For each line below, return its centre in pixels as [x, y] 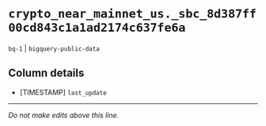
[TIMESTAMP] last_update [63, 92]
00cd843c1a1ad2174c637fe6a [97, 28]
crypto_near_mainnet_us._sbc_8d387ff [133, 14]
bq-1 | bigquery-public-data [54, 48]
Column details [46, 73]
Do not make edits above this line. [64, 115]
